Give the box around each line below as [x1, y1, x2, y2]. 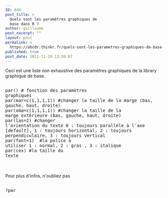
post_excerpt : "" [5, 31, 41, 36]
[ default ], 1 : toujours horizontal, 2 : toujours [5, 128, 132, 133]
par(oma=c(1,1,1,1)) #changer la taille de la [5, 108, 121, 113]
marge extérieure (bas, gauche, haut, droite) [5, 113, 121, 118]
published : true [5, 49, 39, 54]
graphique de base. [5, 73, 45, 79]
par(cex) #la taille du [5, 148, 63, 153]
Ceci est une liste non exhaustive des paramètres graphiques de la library [5, 68, 157, 74]
